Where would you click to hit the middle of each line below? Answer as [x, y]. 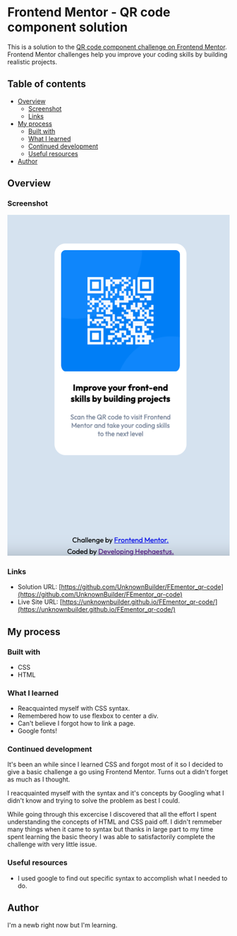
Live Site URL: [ [40, 602]
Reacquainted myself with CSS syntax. [74, 709]
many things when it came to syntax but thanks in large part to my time [110, 829]
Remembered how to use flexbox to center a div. [88, 716]
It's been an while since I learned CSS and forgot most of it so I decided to [115, 764]
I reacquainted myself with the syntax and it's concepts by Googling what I [116, 793]
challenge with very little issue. [52, 844]
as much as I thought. [39, 780]
